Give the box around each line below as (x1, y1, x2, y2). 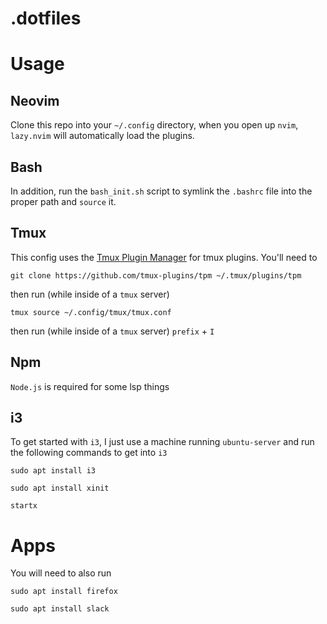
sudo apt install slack (10, 604, 110, 614)
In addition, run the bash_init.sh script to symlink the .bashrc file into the (10, 185, 313, 197)
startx (10, 501, 38, 511)
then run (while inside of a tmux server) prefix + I (10, 325, 215, 337)
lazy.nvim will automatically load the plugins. (10, 130, 195, 142)
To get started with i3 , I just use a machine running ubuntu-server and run (10, 436, 315, 448)
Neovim (10, 92, 60, 109)
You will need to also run (10, 567, 112, 579)
